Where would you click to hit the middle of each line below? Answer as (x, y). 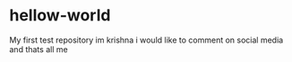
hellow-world (60, 15)
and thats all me (39, 49)
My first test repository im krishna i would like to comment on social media (146, 40)
